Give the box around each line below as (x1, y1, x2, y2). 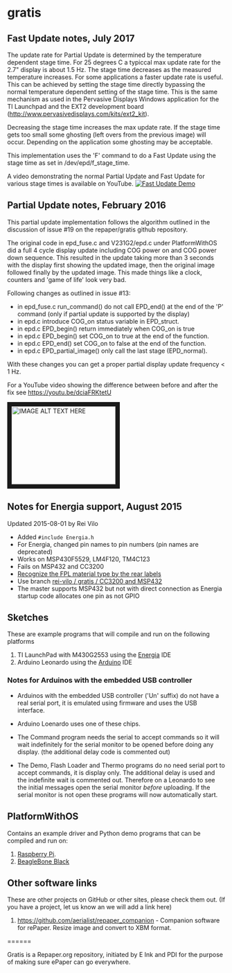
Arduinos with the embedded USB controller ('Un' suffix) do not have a (17, 691, 220, 699)
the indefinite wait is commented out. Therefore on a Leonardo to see (17, 775, 215, 784)
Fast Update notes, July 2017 (7, 33, 135, 44)
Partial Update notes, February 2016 (7, 200, 166, 211)
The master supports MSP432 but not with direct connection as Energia (17, 584, 223, 593)
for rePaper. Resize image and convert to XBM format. (17, 924, 172, 932)
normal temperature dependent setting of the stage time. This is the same (7, 88, 218, 96)
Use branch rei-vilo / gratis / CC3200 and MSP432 (17, 577, 163, 585)
